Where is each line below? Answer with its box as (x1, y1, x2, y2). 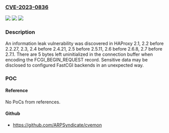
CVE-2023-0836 (5, 4, 49, 11)
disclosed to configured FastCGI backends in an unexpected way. (5, 62, 144, 68)
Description (5, 29, 35, 36)
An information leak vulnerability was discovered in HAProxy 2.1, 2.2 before (5, 40, 164, 47)
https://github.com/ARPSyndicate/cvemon (12, 122, 102, 128)
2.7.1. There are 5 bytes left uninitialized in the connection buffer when (5, 51, 153, 57)
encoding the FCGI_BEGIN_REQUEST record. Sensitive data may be (5, 56, 148, 62)
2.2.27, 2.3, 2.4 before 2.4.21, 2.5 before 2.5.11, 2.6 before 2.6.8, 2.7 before (5, 46, 163, 52)
